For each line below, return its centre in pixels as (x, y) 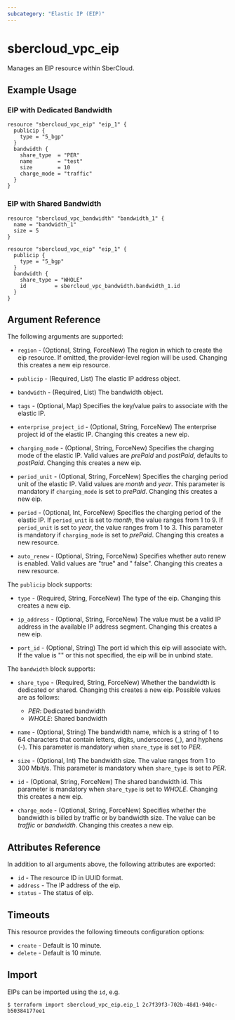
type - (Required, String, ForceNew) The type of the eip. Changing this (119, 599)
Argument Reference (54, 319)
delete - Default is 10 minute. (59, 953)
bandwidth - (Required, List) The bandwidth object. (90, 392)
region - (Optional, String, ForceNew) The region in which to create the (120, 350)
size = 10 (45, 168)
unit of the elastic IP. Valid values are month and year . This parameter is (121, 484)
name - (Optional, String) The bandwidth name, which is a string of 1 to (118, 732)
